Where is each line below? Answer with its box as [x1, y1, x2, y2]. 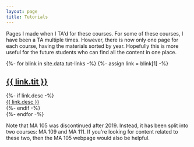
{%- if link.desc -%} [6, 92, 54, 99]
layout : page [6, 8, 38, 15]
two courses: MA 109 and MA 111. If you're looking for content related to [6, 128, 178, 135]
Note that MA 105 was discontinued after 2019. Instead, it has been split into [6, 122, 189, 129]
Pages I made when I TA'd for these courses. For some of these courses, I [6, 30, 184, 37]
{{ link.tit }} [6, 76, 48, 86]
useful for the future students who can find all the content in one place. [6, 48, 177, 55]
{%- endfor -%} [6, 111, 44, 118]
